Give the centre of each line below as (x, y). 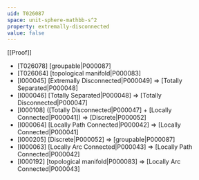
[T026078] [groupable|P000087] (64, 66)
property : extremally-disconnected (58, 26)
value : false (26, 33)
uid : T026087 (26, 13)
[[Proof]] (20, 53)
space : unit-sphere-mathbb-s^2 (52, 20)
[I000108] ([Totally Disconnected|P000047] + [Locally (94, 110)
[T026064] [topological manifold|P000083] (79, 73)
